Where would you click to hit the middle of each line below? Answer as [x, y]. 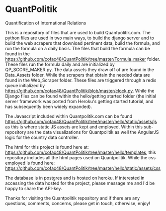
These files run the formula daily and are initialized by [60, 64]
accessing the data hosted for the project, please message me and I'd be [80, 183]
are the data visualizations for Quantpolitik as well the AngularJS [93, 132]
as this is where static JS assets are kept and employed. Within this [74, 127]
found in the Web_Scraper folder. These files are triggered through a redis [81, 80]
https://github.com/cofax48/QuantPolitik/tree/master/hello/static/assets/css [83, 168]
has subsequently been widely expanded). [49, 106]
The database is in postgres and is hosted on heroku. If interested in [75, 178]
